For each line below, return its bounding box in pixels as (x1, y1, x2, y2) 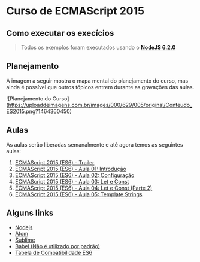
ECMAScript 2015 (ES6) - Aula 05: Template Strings (14, 190, 143, 198)
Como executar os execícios (6, 28, 114, 38)
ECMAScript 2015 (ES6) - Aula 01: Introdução (14, 165, 127, 172)
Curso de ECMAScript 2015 (6, 4, 145, 18)
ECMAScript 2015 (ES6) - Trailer (14, 159, 95, 166)
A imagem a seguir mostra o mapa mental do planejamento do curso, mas (6, 77, 189, 84)
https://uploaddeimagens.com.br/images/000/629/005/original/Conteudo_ (8, 101, 193, 108)
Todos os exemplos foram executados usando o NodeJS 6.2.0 (20, 44, 176, 51)
